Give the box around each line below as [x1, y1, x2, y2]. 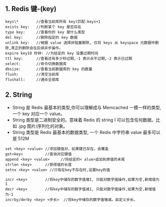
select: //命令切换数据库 [5, 61, 67, 66]
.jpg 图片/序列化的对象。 [18, 123, 68, 129]
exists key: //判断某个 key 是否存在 [5, 24, 82, 29]
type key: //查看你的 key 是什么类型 [5, 29, 85, 35]
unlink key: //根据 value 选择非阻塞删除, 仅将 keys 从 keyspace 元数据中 [5, 40, 155, 45]
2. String [5, 91, 32, 99]
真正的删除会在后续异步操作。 [11, 45, 63, 51]
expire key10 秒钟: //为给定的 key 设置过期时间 [5, 51, 99, 56]
